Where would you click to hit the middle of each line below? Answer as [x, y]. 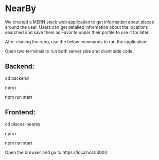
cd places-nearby [23, 124]
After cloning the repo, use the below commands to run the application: [76, 41]
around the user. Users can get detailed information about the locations [77, 27]
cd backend [17, 78]
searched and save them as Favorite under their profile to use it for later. [77, 32]
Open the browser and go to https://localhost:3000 [56, 152]
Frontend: [20, 112]
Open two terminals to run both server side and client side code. [70, 51]
